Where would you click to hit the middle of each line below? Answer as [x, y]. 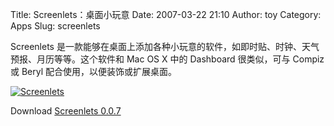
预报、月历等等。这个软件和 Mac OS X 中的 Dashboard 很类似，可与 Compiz [167, 59]
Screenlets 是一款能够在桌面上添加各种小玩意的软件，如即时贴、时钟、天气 [165, 46]
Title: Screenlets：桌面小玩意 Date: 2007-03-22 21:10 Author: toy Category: [166, 14]
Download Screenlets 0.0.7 [66, 111]
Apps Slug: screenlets [55, 26]
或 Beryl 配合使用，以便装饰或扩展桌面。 [94, 71]
